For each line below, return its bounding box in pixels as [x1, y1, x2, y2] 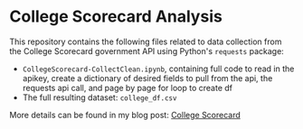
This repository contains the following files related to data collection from [9, 36, 282, 47]
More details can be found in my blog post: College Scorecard [9, 109, 241, 120]
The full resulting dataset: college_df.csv [22, 92, 177, 103]
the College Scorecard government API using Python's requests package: [9, 45, 285, 56]
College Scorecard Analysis [9, 6, 223, 27]
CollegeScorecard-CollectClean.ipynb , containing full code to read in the [22, 63, 295, 74]
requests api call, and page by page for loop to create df [22, 82, 233, 93]
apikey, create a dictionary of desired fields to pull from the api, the [22, 72, 273, 83]
